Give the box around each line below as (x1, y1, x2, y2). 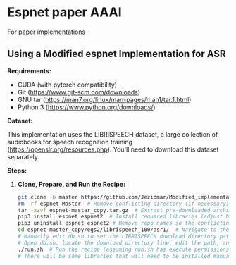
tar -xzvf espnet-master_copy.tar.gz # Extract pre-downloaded (17, 207, 211, 214)
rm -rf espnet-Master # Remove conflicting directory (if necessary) (17, 200, 230, 207)
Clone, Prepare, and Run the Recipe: (17, 180, 125, 188)
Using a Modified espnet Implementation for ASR (7, 48, 227, 60)
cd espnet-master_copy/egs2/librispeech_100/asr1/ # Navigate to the (17, 226, 230, 233)
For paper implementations (7, 27, 86, 36)
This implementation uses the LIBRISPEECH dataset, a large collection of (7, 130, 218, 138)
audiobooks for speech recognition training (7, 137, 132, 146)
